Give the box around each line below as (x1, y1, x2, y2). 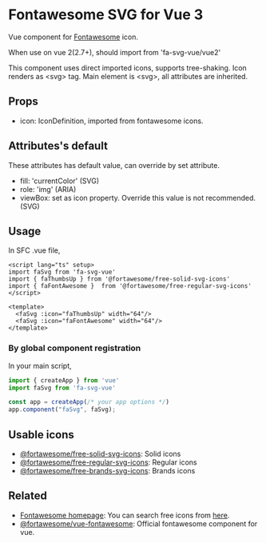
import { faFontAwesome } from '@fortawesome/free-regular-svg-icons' (8, 282, 252, 290)
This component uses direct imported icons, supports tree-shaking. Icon (8, 62, 248, 73)
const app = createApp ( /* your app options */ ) (8, 398, 170, 406)
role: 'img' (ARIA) (19, 184, 77, 194)
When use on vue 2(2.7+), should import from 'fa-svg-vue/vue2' (8, 47, 221, 57)
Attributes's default (8, 139, 108, 153)
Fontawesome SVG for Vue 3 (8, 6, 204, 24)
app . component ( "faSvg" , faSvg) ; (8, 405, 116, 413)
